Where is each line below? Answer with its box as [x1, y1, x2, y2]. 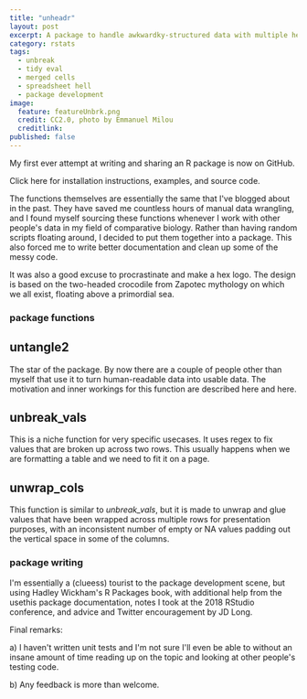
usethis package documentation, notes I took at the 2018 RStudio [9, 597, 255, 608]
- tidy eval [17, 65, 64, 74]
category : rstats [9, 38, 76, 48]
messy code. [9, 251, 58, 262]
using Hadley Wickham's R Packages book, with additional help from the [9, 586, 282, 597]
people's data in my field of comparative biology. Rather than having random [9, 221, 298, 233]
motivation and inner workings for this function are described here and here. [9, 383, 297, 394]
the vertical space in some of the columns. [9, 533, 170, 544]
